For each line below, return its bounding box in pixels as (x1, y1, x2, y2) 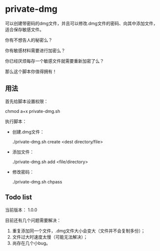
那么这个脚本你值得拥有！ (5, 68, 57, 74)
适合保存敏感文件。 (5, 26, 44, 33)
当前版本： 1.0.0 (5, 207, 38, 213)
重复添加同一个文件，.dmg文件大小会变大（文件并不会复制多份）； (12, 228, 146, 234)
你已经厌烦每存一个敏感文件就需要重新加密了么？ (5, 58, 104, 64)
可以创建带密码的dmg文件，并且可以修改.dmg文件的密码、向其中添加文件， (5, 20, 158, 26)
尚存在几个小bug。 (12, 240, 51, 246)
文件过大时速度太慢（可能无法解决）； (12, 234, 88, 240)
